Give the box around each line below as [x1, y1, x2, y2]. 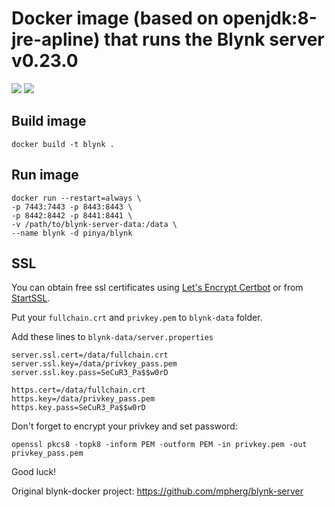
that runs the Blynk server [104, 28, 325, 51]
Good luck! [11, 466, 57, 478]
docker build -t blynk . [11, 139, 115, 149]
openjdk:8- [222, 7, 318, 30]
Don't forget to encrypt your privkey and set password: [11, 420, 238, 432]
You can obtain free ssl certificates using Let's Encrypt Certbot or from [11, 282, 304, 294]
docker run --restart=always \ [11, 193, 142, 203]
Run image [11, 167, 79, 184]
